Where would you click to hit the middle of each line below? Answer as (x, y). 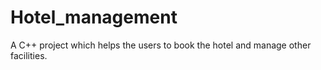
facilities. (29, 55)
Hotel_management (94, 17)
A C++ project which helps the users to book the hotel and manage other (161, 45)
